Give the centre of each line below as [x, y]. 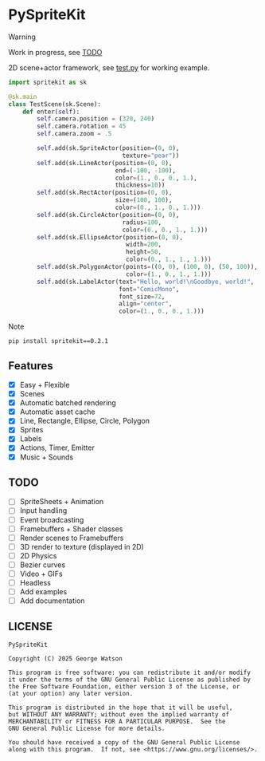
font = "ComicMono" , [149, 289]
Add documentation [52, 601]
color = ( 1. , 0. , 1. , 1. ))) [169, 274]
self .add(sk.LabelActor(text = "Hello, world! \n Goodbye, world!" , [146, 282]
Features [31, 366]
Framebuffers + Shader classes [71, 529]
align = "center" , [145, 304]
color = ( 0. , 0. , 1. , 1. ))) [165, 230]
